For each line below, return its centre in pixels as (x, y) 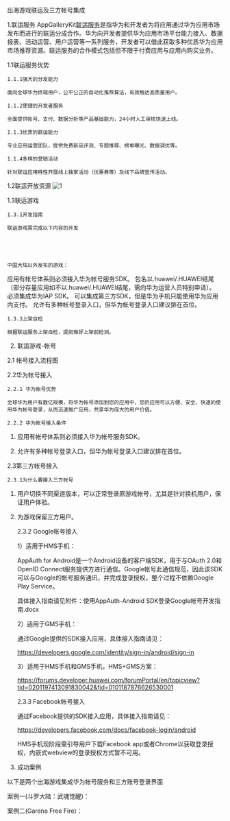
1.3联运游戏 (23, 200)
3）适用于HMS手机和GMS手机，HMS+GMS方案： (87, 666)
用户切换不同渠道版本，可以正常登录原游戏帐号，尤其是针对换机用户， (116, 493)
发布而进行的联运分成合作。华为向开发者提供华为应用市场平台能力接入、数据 (115, 33)
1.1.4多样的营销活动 (33, 159)
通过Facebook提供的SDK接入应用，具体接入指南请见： (94, 716)
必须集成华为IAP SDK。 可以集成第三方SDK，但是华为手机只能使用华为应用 (113, 296)
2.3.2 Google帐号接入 (47, 531)
